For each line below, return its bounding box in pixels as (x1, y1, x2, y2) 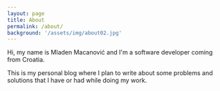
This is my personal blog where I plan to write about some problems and (7, 69, 213, 77)
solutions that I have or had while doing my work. (7, 77, 147, 85)
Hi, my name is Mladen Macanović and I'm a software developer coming (7, 48, 213, 57)
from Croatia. (7, 56, 45, 64)
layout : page (7, 10, 45, 17)
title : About (7, 17, 45, 23)
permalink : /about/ (7, 23, 64, 30)
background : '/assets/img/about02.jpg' (7, 29, 122, 37)
